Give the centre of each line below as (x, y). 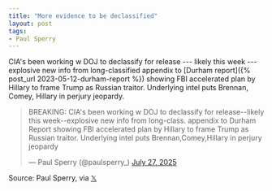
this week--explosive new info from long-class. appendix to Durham (142, 121)
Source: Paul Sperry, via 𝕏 (53, 178)
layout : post (30, 24)
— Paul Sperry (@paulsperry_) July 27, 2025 (102, 163)
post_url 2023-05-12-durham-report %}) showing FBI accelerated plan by (132, 79)
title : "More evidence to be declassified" (83, 16)
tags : (17, 31)
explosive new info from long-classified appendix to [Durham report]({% (130, 71)
